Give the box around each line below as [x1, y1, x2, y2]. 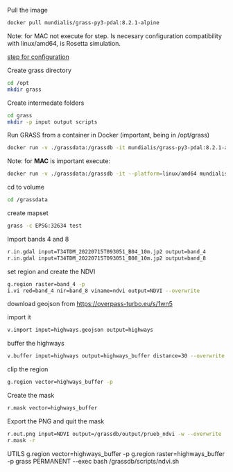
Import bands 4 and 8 [7, 235, 69, 243]
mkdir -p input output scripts [7, 118, 98, 126]
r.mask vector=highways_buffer [7, 405, 98, 412]
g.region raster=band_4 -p [7, 280, 85, 287]
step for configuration [7, 52, 69, 61]
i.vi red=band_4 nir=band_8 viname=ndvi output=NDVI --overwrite [7, 287, 200, 294]
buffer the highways [7, 339, 64, 348]
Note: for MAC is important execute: [7, 157, 111, 165]
